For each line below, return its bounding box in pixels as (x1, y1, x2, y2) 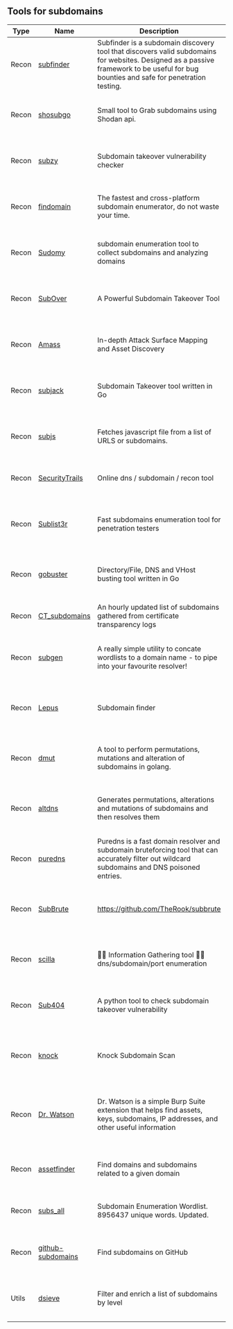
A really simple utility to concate (96, 644, 202, 653)
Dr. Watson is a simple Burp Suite (96, 1096, 206, 1106)
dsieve (37, 1293, 60, 1303)
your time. (96, 210, 130, 220)
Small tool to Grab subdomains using (96, 105, 217, 115)
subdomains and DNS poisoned (96, 862, 200, 872)
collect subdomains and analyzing (96, 248, 209, 257)
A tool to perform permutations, (96, 744, 200, 754)
